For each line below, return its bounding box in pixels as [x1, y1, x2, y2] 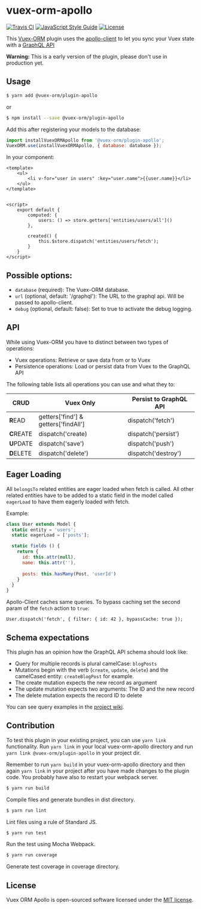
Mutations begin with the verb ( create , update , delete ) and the [14, 666, 169, 673]
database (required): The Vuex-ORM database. [14, 286, 130, 294]
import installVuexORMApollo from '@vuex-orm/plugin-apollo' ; [6, 137, 165, 144]
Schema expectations [6, 632, 90, 643]
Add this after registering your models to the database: [6, 126, 141, 133]
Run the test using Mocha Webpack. [6, 841, 96, 848]
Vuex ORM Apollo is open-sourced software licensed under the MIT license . [6, 896, 194, 904]
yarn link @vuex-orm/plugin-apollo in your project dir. [6, 749, 141, 757]
